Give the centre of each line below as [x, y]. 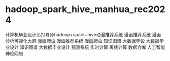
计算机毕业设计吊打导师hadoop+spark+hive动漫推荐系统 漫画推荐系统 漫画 [83, 34]
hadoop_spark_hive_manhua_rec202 [85, 9]
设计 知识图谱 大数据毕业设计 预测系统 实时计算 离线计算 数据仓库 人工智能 [87, 47]
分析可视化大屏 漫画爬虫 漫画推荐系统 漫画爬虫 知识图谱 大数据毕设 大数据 [82, 41]
